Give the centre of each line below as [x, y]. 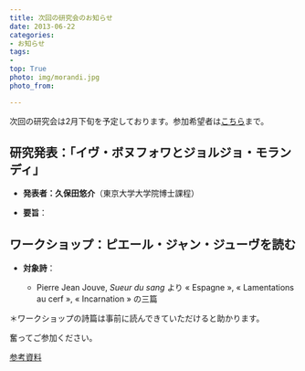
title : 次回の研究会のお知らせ [61, 18]
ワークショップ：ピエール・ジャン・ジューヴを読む [153, 244]
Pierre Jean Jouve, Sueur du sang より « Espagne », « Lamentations [165, 288]
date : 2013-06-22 [42, 26]
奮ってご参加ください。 [53, 338]
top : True [28, 69]
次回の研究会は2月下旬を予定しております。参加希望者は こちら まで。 [139, 121]
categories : [32, 35]
